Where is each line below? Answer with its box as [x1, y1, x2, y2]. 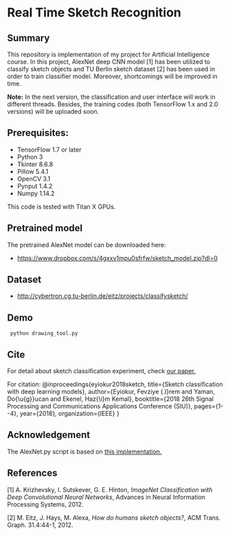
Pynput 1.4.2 [16, 182, 53, 190]
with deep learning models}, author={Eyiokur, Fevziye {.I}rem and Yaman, [7, 388, 215, 396]
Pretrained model [7, 222, 83, 234]
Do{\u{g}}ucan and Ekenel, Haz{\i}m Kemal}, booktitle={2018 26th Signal [7, 395, 214, 403]
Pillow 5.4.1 [16, 167, 49, 176]
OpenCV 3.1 [16, 174, 51, 183]
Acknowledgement [7, 429, 91, 441]
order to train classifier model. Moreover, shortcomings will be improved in [7, 72, 218, 80]
